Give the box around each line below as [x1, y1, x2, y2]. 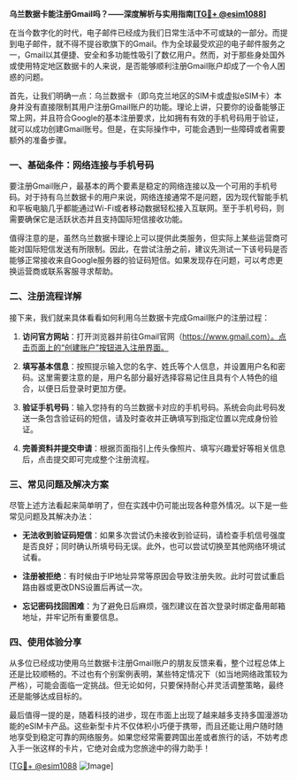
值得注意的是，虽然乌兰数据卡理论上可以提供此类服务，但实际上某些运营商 [9, 233, 280, 243]
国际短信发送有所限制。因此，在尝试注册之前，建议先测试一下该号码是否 [24, 243, 288, 255]
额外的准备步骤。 [9, 135, 72, 145]
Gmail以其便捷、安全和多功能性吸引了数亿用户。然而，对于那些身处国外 [24, 50, 286, 60]
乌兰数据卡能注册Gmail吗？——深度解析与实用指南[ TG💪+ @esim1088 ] [9, 9, 267, 19]
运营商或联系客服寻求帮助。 [16, 266, 118, 277]
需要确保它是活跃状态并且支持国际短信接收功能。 [9, 214, 187, 225]
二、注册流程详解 [9, 290, 82, 303]
